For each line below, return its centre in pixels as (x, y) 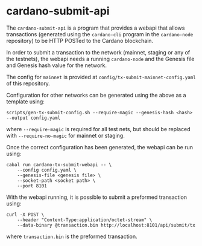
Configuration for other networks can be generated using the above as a (96, 95)
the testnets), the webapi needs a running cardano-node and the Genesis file (100, 59)
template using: (26, 102)
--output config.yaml (33, 118)
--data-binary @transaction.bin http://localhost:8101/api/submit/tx (106, 225)
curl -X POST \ (25, 215)
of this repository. (28, 83)
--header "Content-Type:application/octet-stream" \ (85, 220)
